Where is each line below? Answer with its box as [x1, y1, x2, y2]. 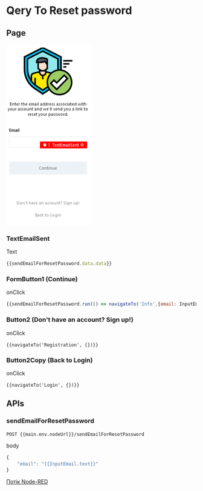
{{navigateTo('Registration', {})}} [6, 342, 98, 348]
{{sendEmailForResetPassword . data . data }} [6, 261, 112, 267]
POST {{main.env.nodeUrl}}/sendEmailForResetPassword [6, 431, 145, 437]
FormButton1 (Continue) [6, 275, 79, 284]
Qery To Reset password [6, 4, 132, 18]
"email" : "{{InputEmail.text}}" [17, 461, 98, 467]
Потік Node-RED [6, 478, 48, 486]
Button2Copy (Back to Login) [6, 356, 93, 364]
